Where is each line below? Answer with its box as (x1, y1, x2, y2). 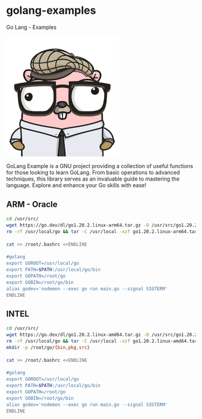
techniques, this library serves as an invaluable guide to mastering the (6, 175, 180, 182)
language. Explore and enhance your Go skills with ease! (6, 182, 147, 189)
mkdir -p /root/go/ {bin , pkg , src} (6, 344, 90, 350)
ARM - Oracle (6, 199, 58, 209)
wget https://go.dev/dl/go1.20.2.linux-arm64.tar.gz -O (6, 222, 149, 228)
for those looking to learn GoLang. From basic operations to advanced (6, 169, 180, 176)
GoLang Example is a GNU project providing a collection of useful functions (6, 163, 194, 170)
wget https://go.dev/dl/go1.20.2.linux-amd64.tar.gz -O (6, 332, 149, 338)
